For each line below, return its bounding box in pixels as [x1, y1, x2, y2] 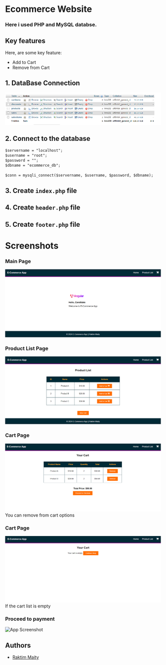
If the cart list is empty [5, 603, 51, 609]
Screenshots [5, 240, 59, 251]
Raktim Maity [12, 654, 40, 661]
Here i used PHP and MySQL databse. [5, 21, 97, 28]
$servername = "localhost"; [5, 148, 63, 153]
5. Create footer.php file [5, 220, 81, 229]
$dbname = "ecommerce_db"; [5, 163, 61, 168]
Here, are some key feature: [5, 50, 62, 56]
